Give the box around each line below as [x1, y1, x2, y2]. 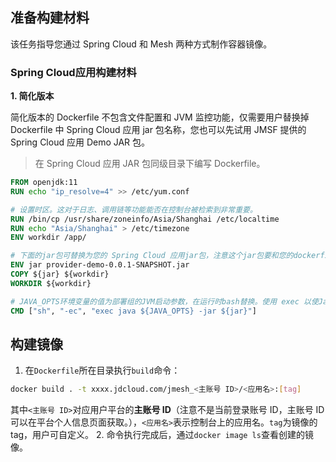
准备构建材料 [10, 9, 90, 27]
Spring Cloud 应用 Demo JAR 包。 [10, 136, 151, 148]
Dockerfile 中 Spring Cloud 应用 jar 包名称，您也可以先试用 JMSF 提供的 [10, 124, 307, 136]
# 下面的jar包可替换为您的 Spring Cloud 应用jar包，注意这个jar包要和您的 [10, 251, 294, 261]
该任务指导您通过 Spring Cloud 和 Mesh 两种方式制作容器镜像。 [10, 38, 273, 50]
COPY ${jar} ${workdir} [10, 269, 110, 280]
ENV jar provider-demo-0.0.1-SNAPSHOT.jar [10, 260, 190, 270]
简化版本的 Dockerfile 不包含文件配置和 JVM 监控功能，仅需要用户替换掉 [10, 111, 310, 123]
